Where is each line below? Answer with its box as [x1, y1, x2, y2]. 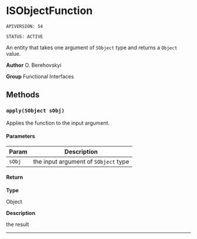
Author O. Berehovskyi [6, 62, 62, 69]
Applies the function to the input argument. [6, 119, 110, 127]
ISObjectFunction [6, 4, 93, 18]
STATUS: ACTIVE [6, 33, 43, 39]
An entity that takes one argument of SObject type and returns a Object [6, 44, 178, 51]
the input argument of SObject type [33, 157, 130, 165]
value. [6, 50, 21, 57]
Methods [6, 90, 40, 100]
